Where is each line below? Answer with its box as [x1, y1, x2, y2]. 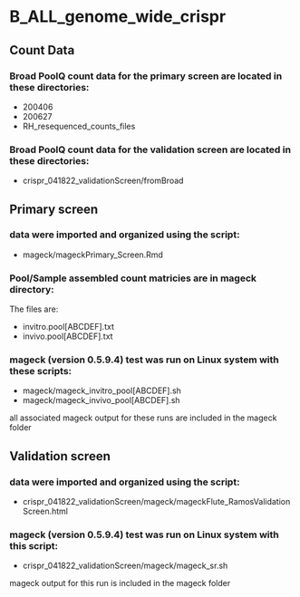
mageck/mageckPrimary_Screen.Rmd [22, 249, 163, 260]
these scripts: [9, 365, 73, 378]
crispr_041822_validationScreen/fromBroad [22, 175, 184, 187]
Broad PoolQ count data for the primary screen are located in [9, 70, 283, 82]
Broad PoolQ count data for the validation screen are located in [9, 143, 292, 156]
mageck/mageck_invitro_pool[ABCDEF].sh [22, 385, 181, 396]
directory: [9, 283, 54, 295]
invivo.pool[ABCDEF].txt [22, 331, 113, 342]
